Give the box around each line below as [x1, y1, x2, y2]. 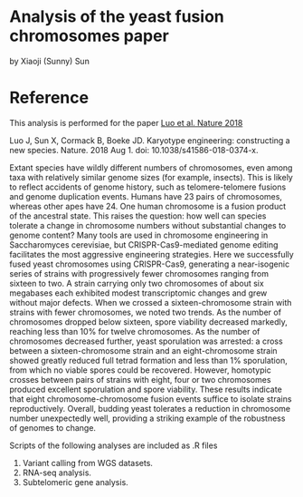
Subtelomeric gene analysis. [22, 476, 128, 487]
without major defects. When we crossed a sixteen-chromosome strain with [9, 297, 292, 307]
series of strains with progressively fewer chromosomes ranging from [9, 268, 270, 278]
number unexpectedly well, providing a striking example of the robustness [9, 413, 286, 424]
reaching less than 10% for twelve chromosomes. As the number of [9, 326, 260, 336]
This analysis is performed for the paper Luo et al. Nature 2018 [9, 117, 243, 128]
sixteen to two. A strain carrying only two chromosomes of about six [9, 278, 264, 288]
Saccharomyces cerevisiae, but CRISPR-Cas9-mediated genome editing [9, 239, 279, 250]
